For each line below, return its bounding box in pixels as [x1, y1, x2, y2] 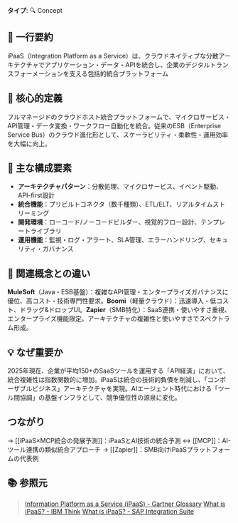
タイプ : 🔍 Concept [7, 6, 63, 14]
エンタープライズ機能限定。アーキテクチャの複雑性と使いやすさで [7, 314, 200, 323]
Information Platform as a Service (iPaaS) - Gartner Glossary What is [24, 499, 226, 508]
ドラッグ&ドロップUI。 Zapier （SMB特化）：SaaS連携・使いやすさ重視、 [19, 306, 231, 314]
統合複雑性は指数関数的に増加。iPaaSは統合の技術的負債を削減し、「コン [7, 376, 220, 384]
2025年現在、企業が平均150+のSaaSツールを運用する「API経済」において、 [7, 366, 229, 376]
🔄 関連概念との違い [7, 267, 91, 279]
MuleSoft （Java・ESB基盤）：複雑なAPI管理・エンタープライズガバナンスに [7, 288, 229, 296]
